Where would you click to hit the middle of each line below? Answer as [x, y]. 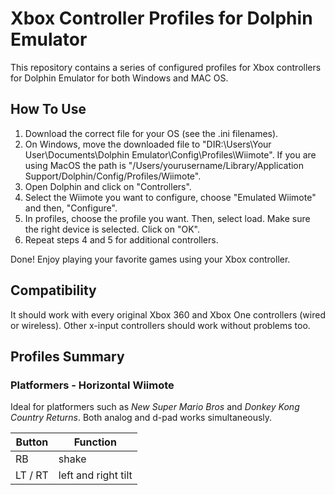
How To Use [48, 109]
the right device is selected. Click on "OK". [112, 229]
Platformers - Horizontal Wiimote [92, 385]
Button [32, 442]
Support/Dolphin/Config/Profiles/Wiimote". [113, 176]
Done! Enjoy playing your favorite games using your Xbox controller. [150, 259]
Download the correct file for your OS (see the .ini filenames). [151, 133]
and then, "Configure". [71, 208]
